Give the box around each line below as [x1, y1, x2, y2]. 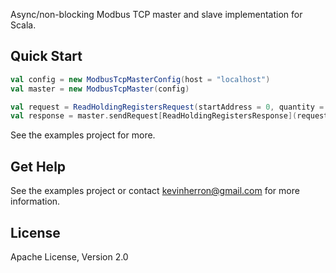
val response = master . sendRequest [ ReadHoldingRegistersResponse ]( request [10, 111, 329, 121]
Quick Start [10, 48, 83, 65]
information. [10, 195, 61, 208]
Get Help [10, 158, 67, 175]
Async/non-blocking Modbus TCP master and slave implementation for [10, 9, 303, 20]
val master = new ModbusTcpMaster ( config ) [10, 84, 190, 94]
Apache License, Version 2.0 [10, 250, 129, 263]
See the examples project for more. [10, 129, 156, 141]
